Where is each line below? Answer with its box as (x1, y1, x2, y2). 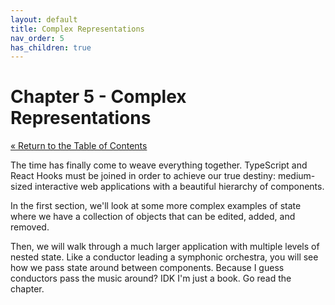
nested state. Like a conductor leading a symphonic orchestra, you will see (10, 251, 319, 263)
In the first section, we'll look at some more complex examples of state (10, 200, 302, 212)
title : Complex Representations (10, 24, 145, 34)
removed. (10, 221, 50, 233)
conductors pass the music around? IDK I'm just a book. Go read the (10, 272, 292, 285)
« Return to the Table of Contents (10, 140, 148, 152)
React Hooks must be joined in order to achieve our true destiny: (10, 170, 276, 182)
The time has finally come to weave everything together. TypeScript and (10, 159, 308, 171)
